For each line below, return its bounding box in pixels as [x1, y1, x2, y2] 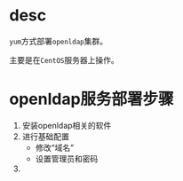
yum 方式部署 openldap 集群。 [9, 35, 108, 46]
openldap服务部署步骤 [9, 90, 175, 109]
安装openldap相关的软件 [21, 120, 112, 130]
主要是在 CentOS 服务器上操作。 [9, 54, 119, 65]
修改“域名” [35, 142, 74, 153]
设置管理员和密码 [35, 153, 99, 164]
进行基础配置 [21, 130, 69, 142]
